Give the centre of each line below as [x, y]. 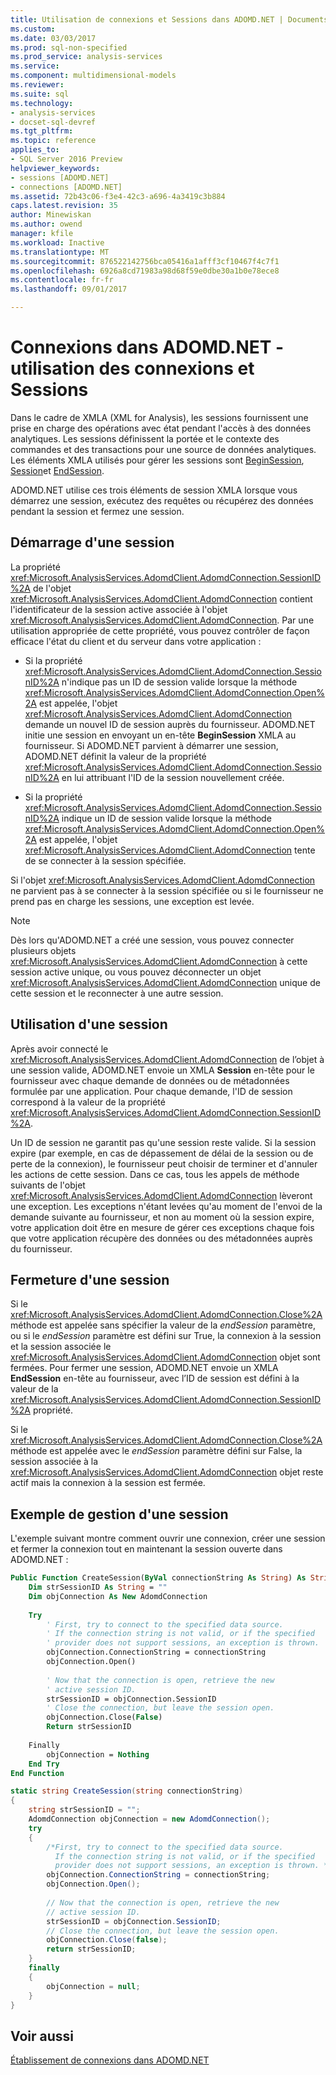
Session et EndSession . [57, 470]
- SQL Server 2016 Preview [66, 159]
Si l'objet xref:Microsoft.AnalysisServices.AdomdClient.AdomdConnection [163, 880]
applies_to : [35, 150]
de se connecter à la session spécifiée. [105, 860]
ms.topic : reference [53, 141]
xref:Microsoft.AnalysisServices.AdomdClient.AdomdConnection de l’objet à [167, 1059]
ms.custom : [33, 29]
